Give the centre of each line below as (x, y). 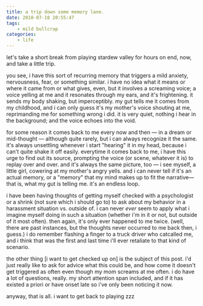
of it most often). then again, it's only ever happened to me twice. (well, (95, 221)
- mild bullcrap (38, 29)
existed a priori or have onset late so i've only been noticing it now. (90, 284)
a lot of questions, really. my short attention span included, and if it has (95, 278)
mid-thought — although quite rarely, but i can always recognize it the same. (102, 139)
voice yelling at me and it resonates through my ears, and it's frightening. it (100, 95)
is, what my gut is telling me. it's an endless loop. (78, 184)
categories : (21, 35)
